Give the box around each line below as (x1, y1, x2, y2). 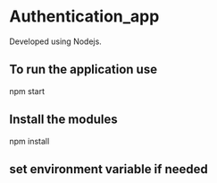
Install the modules (9, 112, 118, 127)
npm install (9, 135, 50, 146)
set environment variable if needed (9, 161, 208, 177)
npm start (9, 85, 46, 96)
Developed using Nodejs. (9, 36, 103, 47)
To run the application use (9, 62, 158, 77)
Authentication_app (9, 6, 160, 27)
